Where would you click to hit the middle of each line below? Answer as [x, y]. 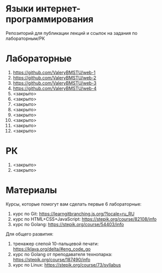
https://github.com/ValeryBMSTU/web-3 [54, 83]
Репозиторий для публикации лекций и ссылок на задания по [72, 33]
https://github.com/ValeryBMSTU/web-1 [54, 72]
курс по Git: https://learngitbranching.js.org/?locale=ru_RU [73, 214]
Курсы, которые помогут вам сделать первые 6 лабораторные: [74, 204]
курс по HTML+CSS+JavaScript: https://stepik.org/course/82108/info [85, 219]
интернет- [58, 9]
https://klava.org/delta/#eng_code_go [52, 249]
